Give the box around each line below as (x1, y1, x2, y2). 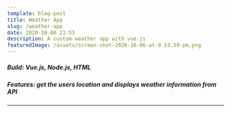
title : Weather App (7, 16, 63, 23)
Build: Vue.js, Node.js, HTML (7, 63, 91, 71)
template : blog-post (7, 10, 67, 17)
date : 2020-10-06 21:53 (7, 29, 76, 36)
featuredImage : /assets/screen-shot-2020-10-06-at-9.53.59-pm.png (7, 42, 201, 49)
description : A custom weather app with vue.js (7, 36, 146, 42)
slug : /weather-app (7, 23, 63, 29)
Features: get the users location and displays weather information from (7, 80, 217, 88)
